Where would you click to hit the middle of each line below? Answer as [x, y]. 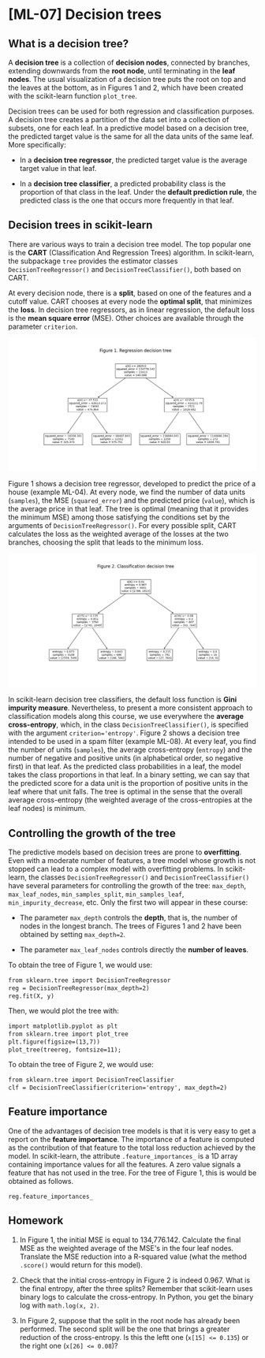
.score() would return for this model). [81, 1265]
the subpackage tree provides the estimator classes [93, 261]
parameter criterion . [43, 326]
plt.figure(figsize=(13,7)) [54, 1042]
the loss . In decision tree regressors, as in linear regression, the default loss [131, 310]
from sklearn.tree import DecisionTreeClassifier [91, 1080]
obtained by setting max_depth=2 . [73, 934]
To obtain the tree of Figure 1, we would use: [80, 965]
